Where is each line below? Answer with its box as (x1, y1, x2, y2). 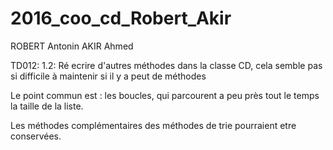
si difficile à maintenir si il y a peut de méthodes (10, 70, 207, 82)
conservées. (10, 130, 62, 142)
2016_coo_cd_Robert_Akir (10, 7, 232, 30)
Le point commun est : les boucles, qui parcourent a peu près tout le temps (10, 89, 320, 101)
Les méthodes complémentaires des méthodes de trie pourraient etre (10, 119, 297, 131)
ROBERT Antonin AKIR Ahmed (10, 40, 134, 52)
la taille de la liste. (10, 100, 84, 112)
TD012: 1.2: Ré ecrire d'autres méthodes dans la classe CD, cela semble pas (10, 59, 323, 71)
